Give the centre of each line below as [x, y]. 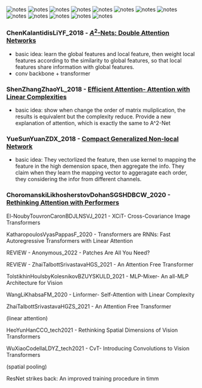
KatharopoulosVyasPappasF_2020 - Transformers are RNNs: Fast [89, 234]
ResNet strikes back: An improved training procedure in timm [83, 378]
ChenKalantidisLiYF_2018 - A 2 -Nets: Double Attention [88, 32]
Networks [21, 41]
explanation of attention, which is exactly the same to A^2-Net [93, 123]
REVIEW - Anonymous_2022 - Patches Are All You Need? [78, 253]
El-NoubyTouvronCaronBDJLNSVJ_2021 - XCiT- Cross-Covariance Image [98, 216]
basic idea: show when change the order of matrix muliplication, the [100, 110]
